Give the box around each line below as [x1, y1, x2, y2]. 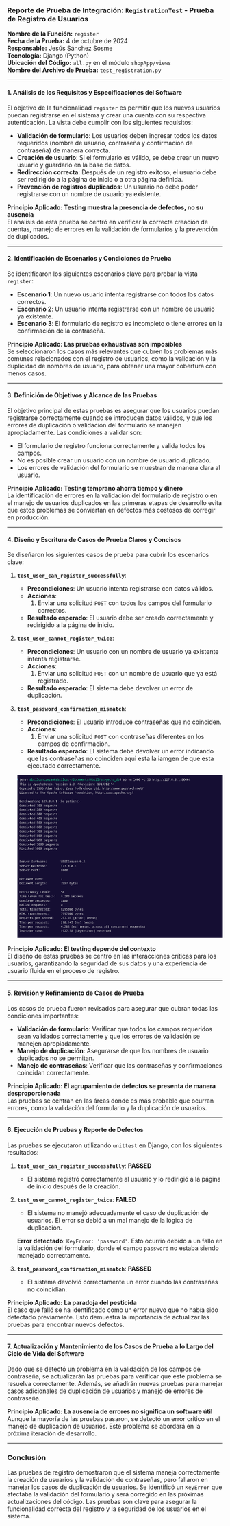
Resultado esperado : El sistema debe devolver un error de [27, 684, 194, 692]
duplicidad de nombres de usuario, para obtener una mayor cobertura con [7, 362, 217, 370]
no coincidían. [27, 1285, 67, 1293]
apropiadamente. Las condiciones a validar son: [7, 428, 142, 436]
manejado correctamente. [16, 1251, 90, 1259]
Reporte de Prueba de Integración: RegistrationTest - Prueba [7, 5, 214, 15]
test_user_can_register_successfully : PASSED [16, 1162, 152, 1170]
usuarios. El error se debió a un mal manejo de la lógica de [27, 1216, 193, 1224]
